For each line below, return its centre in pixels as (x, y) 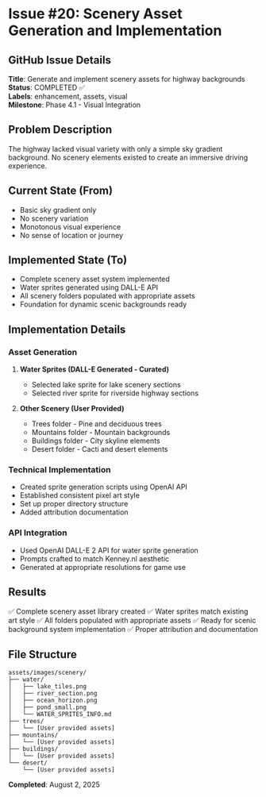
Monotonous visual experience (70, 226)
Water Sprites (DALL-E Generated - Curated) (94, 369)
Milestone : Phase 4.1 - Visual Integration (75, 105)
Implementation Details (67, 329)
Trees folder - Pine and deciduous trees (97, 424)
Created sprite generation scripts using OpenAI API (104, 487)
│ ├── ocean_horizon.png (53, 701)
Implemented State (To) (68, 260)
